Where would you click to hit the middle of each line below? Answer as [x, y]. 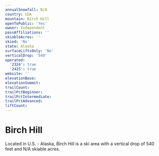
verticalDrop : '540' [26, 55]
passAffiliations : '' [27, 32]
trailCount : [17, 87]
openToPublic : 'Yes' [26, 23]
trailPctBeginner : [24, 92]
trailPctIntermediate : [28, 96]
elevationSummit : [23, 83]
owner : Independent [25, 28]
